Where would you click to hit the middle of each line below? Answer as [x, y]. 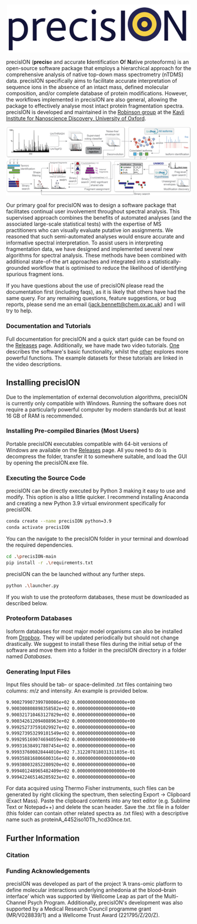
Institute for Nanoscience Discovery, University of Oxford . [76, 119]
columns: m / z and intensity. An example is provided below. [77, 691]
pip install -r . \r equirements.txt [50, 563]
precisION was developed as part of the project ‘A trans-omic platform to [94, 884]
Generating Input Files [39, 671]
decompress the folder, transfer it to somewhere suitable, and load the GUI [96, 456]
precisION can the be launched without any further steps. [76, 574]
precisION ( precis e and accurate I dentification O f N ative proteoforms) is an [98, 62]
